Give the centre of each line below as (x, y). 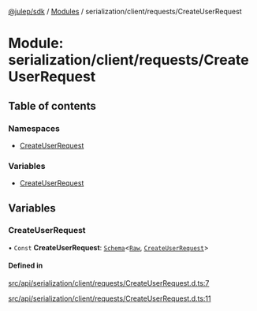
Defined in (26, 266)
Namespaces (34, 128)
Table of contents (52, 106)
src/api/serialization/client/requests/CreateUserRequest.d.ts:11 (110, 298)
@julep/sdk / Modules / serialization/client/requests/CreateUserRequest (125, 11)
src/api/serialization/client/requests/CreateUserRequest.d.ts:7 (109, 283)
